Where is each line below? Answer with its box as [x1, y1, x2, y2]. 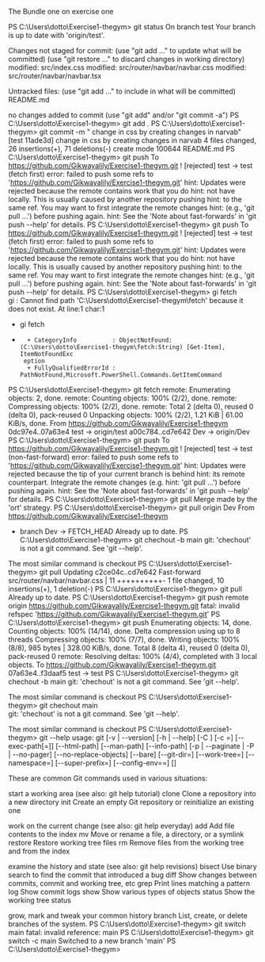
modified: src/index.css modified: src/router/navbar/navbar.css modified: [8, 63, 247, 72]
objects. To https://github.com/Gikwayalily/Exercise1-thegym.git [8, 660, 217, 669]
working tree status [8, 895, 71, 905]
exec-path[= [8, 742, 49, 750]
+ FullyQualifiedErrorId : [27, 364, 116, 372]
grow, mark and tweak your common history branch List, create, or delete [8, 911, 248, 920]
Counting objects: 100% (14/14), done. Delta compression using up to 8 [8, 627, 240, 635]
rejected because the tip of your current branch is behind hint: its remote [8, 470, 245, 478]
